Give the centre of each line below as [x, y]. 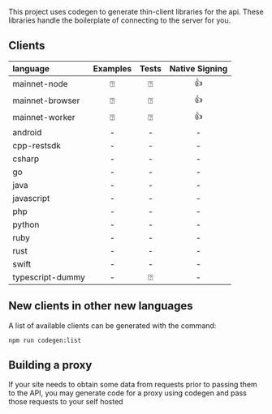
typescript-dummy [49, 277]
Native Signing [199, 68]
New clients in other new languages [101, 306]
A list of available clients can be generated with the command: [112, 325]
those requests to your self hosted [66, 402]
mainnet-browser [46, 100]
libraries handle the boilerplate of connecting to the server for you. [120, 20]
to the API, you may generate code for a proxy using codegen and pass [128, 393]
